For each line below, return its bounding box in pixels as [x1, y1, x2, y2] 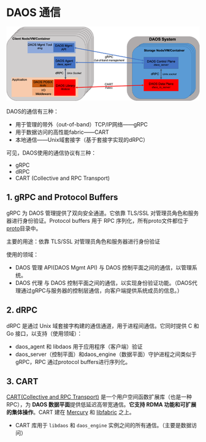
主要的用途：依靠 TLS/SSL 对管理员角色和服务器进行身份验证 [6, 238, 161, 245]
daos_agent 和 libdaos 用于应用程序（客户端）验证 [15, 343, 143, 350]
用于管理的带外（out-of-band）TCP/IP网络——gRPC [15, 121, 148, 128]
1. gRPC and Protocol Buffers [6, 192, 118, 203]
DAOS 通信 [6, 6, 61, 20]
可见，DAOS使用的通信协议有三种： [6, 149, 97, 157]
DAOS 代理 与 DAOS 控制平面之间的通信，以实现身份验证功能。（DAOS [15, 279, 193, 286]
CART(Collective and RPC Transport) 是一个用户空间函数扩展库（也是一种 [6, 394, 192, 401]
